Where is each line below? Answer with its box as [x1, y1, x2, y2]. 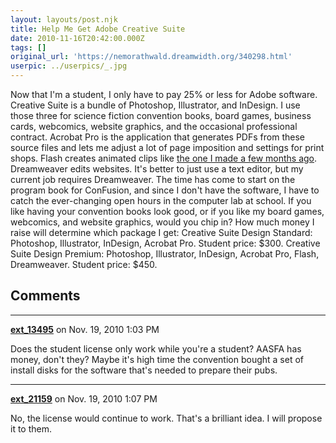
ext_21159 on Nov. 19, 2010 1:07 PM [10, 392, 158, 405]
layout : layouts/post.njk [10, 14, 118, 25]
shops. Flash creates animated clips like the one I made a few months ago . [10, 152, 318, 164]
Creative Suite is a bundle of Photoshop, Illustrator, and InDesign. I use [10, 99, 301, 111]
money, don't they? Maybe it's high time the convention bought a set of [10, 353, 305, 365]
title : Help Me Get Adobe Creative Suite [10, 24, 186, 34]
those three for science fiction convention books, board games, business [10, 110, 312, 121]
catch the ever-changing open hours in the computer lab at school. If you [10, 195, 312, 206]
